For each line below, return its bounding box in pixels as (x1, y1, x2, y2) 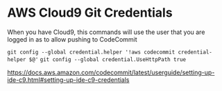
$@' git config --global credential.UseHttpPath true (28, 56, 186, 63)
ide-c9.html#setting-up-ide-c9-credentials (7, 75, 130, 84)
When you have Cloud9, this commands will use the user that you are (7, 28, 205, 36)
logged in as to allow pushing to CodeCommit (7, 35, 137, 43)
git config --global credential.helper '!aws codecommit (7, 49, 176, 56)
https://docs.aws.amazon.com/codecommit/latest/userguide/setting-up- (7, 68, 215, 76)
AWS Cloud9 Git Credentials (7, 5, 173, 21)
